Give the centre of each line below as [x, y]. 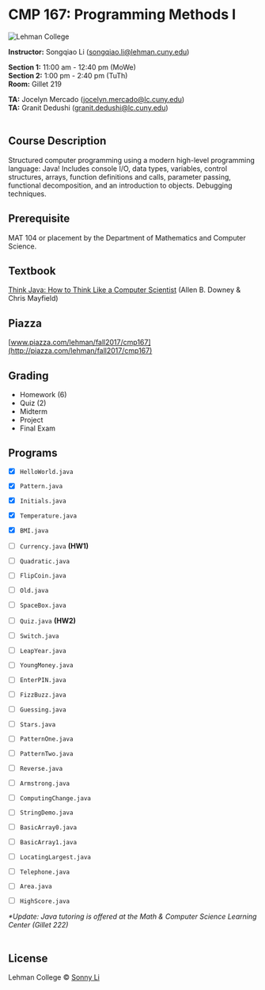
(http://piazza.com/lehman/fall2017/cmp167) [80, 351]
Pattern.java [41, 487]
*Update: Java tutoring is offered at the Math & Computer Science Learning [132, 916]
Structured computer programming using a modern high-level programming [132, 160]
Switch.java [39, 636]
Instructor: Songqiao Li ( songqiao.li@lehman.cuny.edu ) [99, 51]
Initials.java [43, 501]
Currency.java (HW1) [54, 546]
